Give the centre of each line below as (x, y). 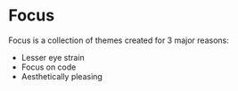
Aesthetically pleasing (62, 76)
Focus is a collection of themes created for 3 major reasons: (119, 40)
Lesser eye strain (53, 57)
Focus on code (49, 67)
